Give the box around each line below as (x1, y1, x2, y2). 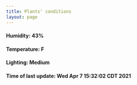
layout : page (6, 14, 38, 20)
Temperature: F (6, 45, 44, 53)
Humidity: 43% (6, 32, 44, 39)
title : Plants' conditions (6, 8, 72, 15)
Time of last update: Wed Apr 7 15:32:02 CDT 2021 (6, 72, 131, 79)
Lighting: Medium (6, 59, 50, 66)
